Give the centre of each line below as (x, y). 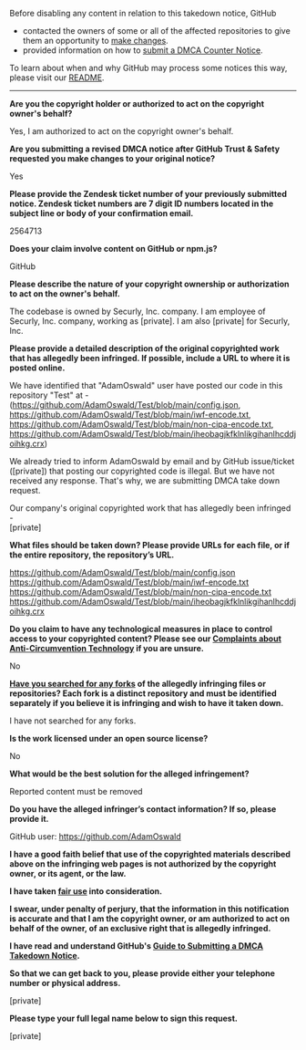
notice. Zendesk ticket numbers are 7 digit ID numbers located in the (142, 203)
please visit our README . (57, 78)
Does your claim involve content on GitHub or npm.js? (113, 249)
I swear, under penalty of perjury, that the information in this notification (149, 909)
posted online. (37, 368)
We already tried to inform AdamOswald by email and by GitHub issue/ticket (152, 461)
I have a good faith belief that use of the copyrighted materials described (150, 854)
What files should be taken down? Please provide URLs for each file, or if (149, 545)
